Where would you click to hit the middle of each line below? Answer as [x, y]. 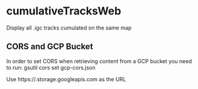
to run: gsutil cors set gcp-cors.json [51, 67]
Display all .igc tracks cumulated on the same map [69, 28]
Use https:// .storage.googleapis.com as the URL [66, 79]
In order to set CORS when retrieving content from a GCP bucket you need [99, 61]
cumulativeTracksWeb [64, 11]
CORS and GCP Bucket [50, 47]
